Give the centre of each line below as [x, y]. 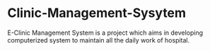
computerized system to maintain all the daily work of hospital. [99, 40]
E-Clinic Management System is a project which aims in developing [105, 33]
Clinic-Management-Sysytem [97, 13]
